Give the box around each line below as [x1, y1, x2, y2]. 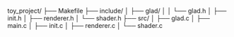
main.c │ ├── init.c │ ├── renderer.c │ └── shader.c [7, 22, 163, 29]
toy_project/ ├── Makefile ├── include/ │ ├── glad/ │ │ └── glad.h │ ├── [7, 7, 227, 15]
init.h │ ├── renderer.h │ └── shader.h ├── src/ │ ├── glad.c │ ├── [7, 14, 210, 22]
